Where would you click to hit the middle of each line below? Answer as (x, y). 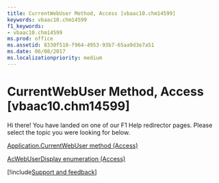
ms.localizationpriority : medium (55, 58)
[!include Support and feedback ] (52, 172)
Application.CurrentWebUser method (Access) (73, 145)
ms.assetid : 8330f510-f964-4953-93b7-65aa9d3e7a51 (81, 45)
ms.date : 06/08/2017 (37, 52)
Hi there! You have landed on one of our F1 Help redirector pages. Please (110, 125)
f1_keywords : (26, 26)
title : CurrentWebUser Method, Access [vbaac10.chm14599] (91, 13)
